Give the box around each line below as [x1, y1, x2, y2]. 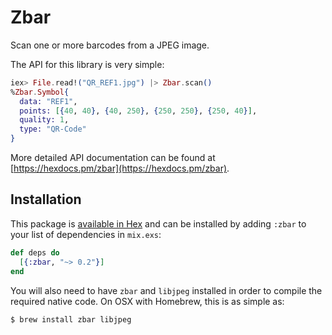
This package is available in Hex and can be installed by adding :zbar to [10, 217, 307, 230]
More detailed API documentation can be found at [10, 152, 216, 164]
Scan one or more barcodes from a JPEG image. [10, 39, 210, 51]
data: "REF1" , [19, 96, 78, 106]
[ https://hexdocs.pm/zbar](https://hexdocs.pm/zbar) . [10, 162, 230, 175]
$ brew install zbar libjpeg [10, 314, 132, 325]
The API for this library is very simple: [10, 58, 165, 70]
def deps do [10, 247, 60, 258]
